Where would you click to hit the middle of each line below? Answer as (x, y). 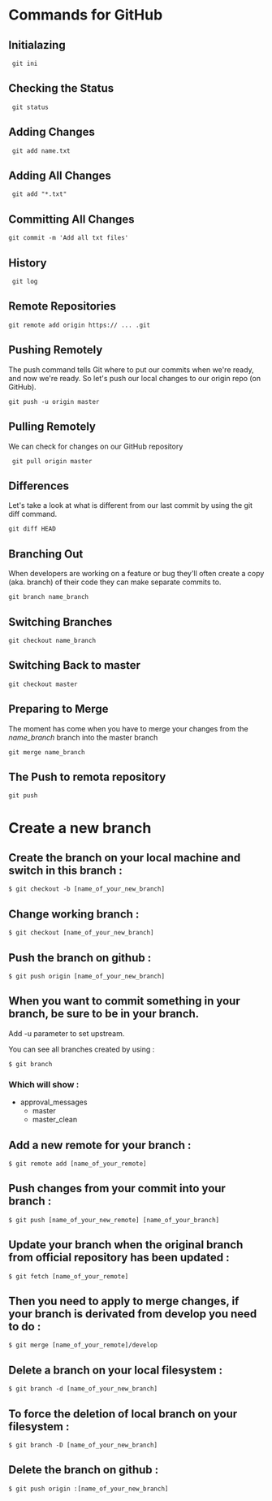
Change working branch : (74, 914)
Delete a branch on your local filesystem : (116, 1370)
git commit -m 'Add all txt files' (69, 238)
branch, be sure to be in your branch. (104, 1014)
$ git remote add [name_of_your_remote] (78, 1164)
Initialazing (37, 45)
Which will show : (44, 1084)
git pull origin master (52, 461)
